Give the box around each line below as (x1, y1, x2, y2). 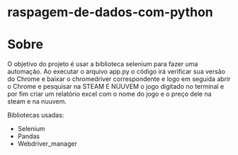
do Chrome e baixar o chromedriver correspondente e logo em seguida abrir (7, 75, 231, 83)
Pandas (17, 132, 40, 141)
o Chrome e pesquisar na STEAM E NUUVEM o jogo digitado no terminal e (7, 82, 225, 91)
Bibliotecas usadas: (7, 111, 64, 120)
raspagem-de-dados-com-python (7, 4, 214, 20)
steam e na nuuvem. (7, 97, 67, 106)
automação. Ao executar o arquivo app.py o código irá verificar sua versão (7, 68, 225, 76)
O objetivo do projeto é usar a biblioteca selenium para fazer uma (7, 60, 198, 68)
